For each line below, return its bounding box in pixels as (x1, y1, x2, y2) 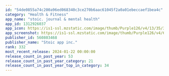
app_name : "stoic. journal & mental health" (5, 16, 100, 21)
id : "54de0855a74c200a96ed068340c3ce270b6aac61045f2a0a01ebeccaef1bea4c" (5, 7, 163, 12)
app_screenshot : (5, 30, 39, 35)
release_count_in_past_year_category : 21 (5, 58, 94, 63)
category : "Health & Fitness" (5, 12, 69, 17)
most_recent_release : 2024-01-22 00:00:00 (5, 49, 96, 54)
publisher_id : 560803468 (5, 35, 57, 40)
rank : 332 (5, 44, 26, 49)
